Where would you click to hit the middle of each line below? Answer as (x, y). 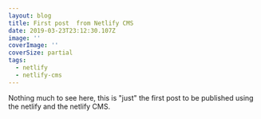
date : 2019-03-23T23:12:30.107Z (62, 30)
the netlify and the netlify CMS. (59, 106)
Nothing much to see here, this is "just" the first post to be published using (131, 97)
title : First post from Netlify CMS (71, 23)
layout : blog (30, 16)
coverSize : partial (41, 53)
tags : (17, 61)
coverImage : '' (34, 46)
